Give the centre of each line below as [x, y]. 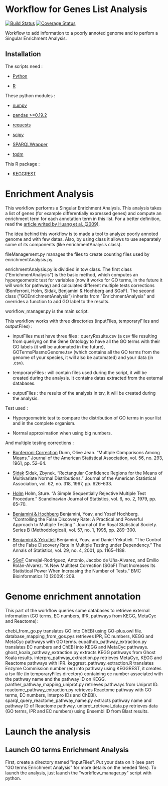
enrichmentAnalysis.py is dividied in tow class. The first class [68, 269]
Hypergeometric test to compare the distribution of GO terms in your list [87, 418]
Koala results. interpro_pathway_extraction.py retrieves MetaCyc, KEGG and [83, 658]
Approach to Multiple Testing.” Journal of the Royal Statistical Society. [85, 524]
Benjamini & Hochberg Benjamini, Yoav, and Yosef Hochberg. [75, 514]
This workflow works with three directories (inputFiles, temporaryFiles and [82, 321]
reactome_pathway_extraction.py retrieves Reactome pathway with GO [78, 690]
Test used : [17, 408]
